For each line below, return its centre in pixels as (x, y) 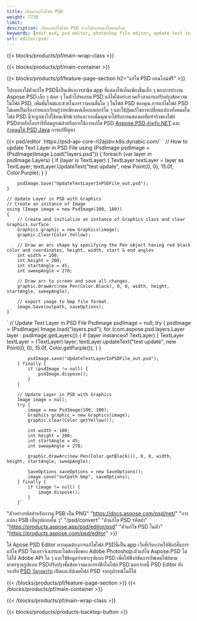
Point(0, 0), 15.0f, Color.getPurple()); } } (54, 348)
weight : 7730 (23, 17)
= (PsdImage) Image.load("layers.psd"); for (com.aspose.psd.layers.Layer (96, 329)
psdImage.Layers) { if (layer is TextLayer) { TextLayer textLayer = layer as (95, 160)
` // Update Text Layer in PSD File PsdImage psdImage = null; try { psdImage (99, 323)
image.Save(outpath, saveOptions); (61, 307)
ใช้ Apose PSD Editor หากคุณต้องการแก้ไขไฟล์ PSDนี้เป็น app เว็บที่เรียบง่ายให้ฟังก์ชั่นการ (98, 545)
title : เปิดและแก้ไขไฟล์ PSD (35, 11)
